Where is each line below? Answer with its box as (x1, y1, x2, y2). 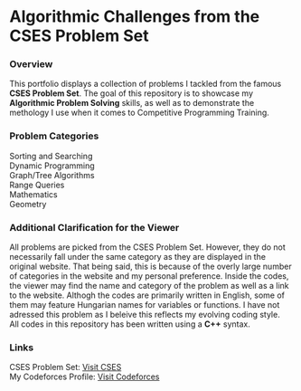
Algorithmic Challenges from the (9, 6, 260, 27)
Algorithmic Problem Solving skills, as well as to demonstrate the (9, 98, 255, 109)
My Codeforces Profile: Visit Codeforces (9, 371, 160, 382)
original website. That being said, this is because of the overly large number (9, 261, 292, 272)
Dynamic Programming (9, 160, 95, 171)
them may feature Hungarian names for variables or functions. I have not (9, 300, 280, 310)
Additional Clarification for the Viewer (9, 221, 180, 234)
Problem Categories (9, 129, 99, 142)
